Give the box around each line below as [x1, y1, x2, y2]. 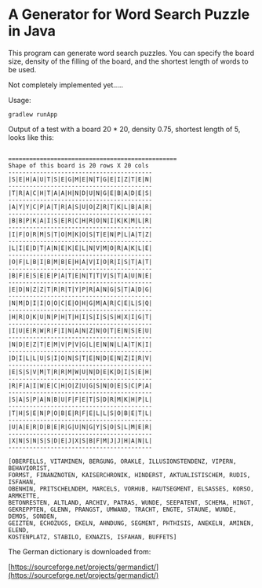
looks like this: [8, 132, 55, 142]
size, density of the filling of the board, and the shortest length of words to [8, 57, 249, 66]
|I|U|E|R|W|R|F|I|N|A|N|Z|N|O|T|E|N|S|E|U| [8, 326, 153, 335]
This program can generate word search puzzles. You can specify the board [8, 48, 255, 57]
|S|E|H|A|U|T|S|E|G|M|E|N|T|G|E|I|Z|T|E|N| [8, 175, 153, 183]
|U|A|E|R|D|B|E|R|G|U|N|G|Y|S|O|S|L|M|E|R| [8, 423, 153, 431]
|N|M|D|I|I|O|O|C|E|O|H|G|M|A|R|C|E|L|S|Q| [8, 299, 153, 307]
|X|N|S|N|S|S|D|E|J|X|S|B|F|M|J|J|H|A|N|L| [8, 436, 153, 445]
